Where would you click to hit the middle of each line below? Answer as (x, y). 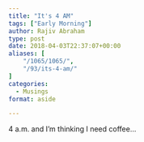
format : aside (32, 99)
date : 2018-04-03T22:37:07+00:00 (65, 46)
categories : (28, 84)
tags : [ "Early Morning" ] (50, 24)
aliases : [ (27, 54)
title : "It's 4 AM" (41, 16)
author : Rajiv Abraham (47, 31)
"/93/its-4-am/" (51, 69)
